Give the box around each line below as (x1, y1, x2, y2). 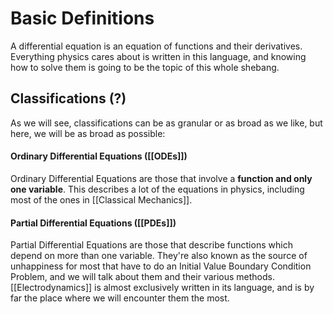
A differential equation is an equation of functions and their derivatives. (10, 40, 303, 52)
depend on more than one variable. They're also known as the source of (10, 250, 308, 262)
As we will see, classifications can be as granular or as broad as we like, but (10, 117, 323, 129)
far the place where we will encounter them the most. (10, 292, 230, 304)
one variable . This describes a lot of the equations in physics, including (10, 183, 305, 195)
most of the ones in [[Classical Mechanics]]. (10, 193, 193, 206)
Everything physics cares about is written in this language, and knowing (10, 50, 307, 62)
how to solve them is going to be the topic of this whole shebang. (10, 61, 280, 73)
